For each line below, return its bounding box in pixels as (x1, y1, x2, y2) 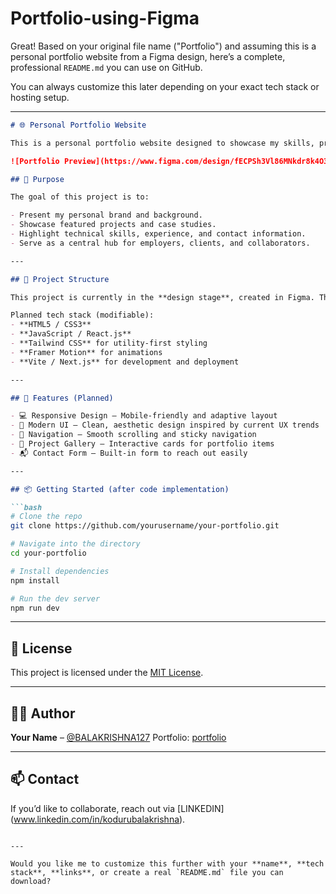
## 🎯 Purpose (10, 174, 65, 184)
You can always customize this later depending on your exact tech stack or (10, 80, 320, 92)
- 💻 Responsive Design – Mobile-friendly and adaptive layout (10, 411, 278, 421)
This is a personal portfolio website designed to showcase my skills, (10, 138, 315, 148)
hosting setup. (10, 91, 70, 103)
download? (10, 876, 52, 886)
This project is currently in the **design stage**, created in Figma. (10, 292, 315, 302)
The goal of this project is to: (10, 192, 150, 202)
